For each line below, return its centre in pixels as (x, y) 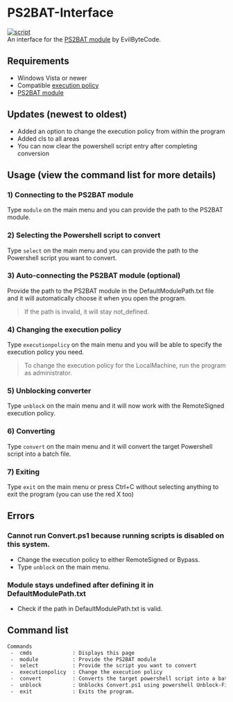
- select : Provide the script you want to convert (103, 666)
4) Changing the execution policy (64, 329)
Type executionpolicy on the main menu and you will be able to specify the (115, 345)
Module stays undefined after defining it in (80, 585)
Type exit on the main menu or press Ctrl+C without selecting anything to (113, 487)
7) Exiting (24, 472)
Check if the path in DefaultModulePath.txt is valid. (90, 609)
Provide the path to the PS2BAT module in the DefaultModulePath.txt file (111, 291)
